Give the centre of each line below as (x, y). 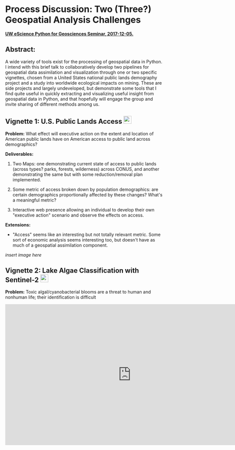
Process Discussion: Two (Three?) (78, 9)
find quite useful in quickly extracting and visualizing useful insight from (80, 93)
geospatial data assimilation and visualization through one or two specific (81, 72)
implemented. (27, 179)
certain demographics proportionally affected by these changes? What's (87, 194)
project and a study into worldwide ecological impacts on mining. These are (84, 83)
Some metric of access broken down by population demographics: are (85, 189)
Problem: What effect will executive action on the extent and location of (80, 133)
